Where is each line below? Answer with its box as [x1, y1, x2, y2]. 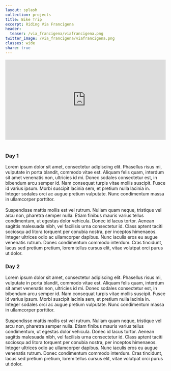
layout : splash [5, 7, 38, 13]
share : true [5, 45, 31, 50]
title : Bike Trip [5, 17, 42, 22]
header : [5, 26, 22, 32]
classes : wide [5, 41, 36, 46]
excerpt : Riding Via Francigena [5, 21, 74, 27]
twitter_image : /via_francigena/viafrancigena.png [5, 36, 115, 41]
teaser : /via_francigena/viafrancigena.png [10, 31, 103, 36]
